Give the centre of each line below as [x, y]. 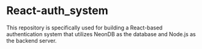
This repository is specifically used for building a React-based [84, 28]
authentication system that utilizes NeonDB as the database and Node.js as [101, 34]
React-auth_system [57, 11]
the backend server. [32, 40]
